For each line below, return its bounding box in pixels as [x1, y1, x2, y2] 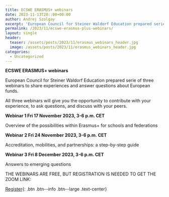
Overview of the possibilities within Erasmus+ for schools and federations [5, 122, 158, 128]
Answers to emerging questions [5, 161, 71, 167]
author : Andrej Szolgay [5, 17, 55, 22]
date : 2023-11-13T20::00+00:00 [5, 12, 71, 17]
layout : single [5, 31, 37, 36]
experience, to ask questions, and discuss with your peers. [5, 103, 127, 109]
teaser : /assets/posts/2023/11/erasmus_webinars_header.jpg [10, 40, 138, 45]
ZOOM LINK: [5, 176, 31, 182]
